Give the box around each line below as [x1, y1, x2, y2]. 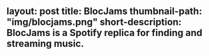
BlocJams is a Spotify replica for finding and [6, 27, 203, 39]
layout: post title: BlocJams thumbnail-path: [6, 6, 203, 17]
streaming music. [6, 38, 84, 50]
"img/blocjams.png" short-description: [6, 17, 182, 28]
